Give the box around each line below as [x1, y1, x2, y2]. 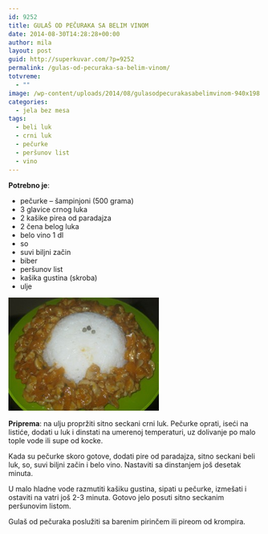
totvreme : [8, 72, 42, 80]
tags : [8, 115, 26, 123]
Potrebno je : [8, 180, 50, 190]
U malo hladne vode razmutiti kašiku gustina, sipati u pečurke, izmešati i [8, 483, 247, 494]
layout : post [8, 47, 52, 55]
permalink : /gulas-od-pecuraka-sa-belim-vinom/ [8, 64, 171, 72]
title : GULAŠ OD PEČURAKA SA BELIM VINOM [8, 21, 149, 30]
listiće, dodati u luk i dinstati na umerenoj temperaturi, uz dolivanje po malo [8, 427, 256, 437]
